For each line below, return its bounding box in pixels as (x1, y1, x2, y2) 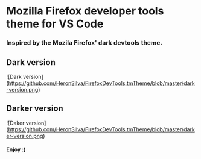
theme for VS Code (6, 17, 104, 31)
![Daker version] (6, 119, 46, 126)
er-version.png (6, 132, 43, 139)
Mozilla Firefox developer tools (6, 4, 164, 18)
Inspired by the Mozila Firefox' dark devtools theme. (6, 39, 163, 47)
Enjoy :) (6, 146, 26, 153)
